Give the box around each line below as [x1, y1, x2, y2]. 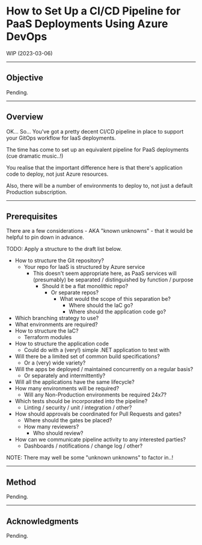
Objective [6, 73, 44, 83]
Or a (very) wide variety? [23, 359, 86, 366]
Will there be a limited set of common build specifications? [14, 353, 161, 360]
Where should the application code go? [69, 308, 167, 315]
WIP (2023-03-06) [6, 49, 53, 57]
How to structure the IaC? [14, 327, 79, 334]
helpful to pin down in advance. [6, 233, 84, 241]
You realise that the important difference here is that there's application [6, 164, 183, 171]
